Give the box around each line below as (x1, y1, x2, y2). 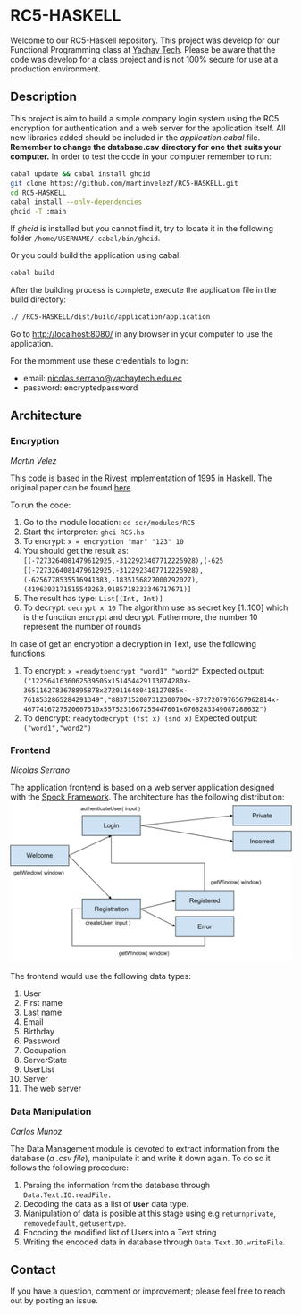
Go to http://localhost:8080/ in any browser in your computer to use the (10, 328, 273, 339)
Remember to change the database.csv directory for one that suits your (10, 141, 282, 152)
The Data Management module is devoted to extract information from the (10, 1143, 280, 1153)
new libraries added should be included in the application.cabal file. (10, 131, 261, 143)
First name (22, 998, 63, 1009)
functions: (10, 648, 47, 658)
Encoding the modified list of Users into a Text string (22, 1227, 217, 1237)
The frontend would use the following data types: (10, 971, 191, 982)
